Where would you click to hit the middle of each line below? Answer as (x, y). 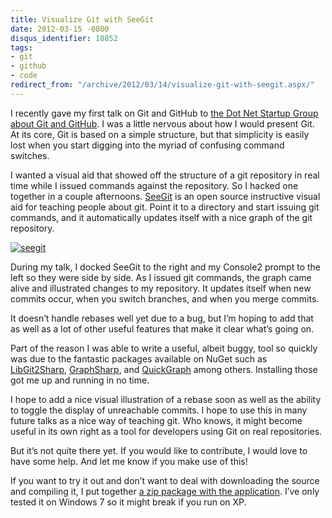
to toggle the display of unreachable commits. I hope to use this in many (159, 410)
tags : (21, 47)
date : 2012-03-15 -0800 (60, 29)
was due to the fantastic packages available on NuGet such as (139, 358)
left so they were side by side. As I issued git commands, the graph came (161, 277)
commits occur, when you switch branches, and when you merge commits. (165, 298)
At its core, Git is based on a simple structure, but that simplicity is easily (160, 134)
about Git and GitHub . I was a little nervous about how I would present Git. (162, 123)
